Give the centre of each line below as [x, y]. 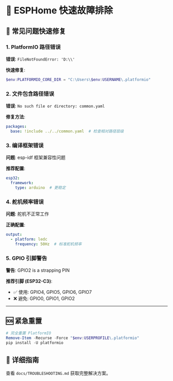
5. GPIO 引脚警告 [27, 258]
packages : [16, 127]
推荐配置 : [16, 168]
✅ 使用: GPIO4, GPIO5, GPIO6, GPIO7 [52, 292]
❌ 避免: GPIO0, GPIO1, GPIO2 [44, 298]
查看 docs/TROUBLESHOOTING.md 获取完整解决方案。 [58, 373]
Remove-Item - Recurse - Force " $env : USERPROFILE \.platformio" [73, 338]
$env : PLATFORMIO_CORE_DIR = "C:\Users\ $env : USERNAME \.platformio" [78, 79]
